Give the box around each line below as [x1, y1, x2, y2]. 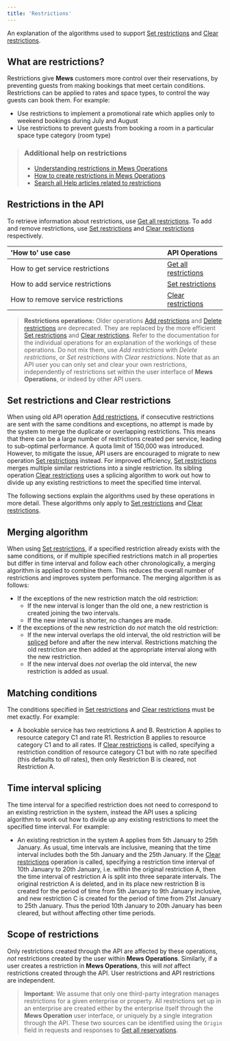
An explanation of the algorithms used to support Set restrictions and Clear [7, 29, 219, 37]
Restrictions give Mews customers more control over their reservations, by [7, 74, 218, 82]
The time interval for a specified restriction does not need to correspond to [7, 801, 218, 809]
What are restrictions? [7, 56, 105, 68]
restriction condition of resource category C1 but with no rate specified [16, 748, 218, 756]
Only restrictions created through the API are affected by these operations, [7, 947, 218, 955]
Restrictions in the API [7, 198, 104, 210]
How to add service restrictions [10, 279, 112, 288]
